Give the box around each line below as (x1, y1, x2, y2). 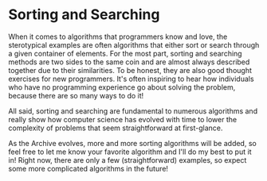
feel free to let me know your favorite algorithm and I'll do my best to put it (8, 147, 252, 156)
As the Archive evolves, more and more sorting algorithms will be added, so (8, 138, 257, 148)
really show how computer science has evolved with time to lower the (8, 114, 238, 124)
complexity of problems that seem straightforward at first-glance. (8, 123, 223, 133)
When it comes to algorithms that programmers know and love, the (8, 32, 228, 41)
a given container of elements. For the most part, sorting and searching (8, 48, 242, 58)
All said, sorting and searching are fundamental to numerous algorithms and (8, 106, 257, 116)
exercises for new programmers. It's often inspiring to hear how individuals (8, 74, 254, 83)
